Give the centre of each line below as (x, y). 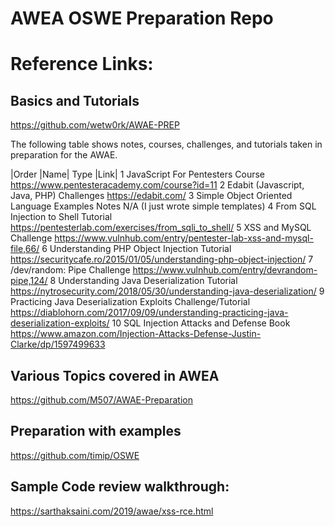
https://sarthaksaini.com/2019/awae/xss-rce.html (112, 511)
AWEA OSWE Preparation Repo (142, 18)
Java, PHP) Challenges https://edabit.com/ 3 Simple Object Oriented (151, 196)
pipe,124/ (29, 281)
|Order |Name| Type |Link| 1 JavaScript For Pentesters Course (137, 174)
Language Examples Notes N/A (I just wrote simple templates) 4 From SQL (163, 206)
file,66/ (25, 249)
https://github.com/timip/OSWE (75, 455)
